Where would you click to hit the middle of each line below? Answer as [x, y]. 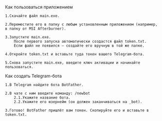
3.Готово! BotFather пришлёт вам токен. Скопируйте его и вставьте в [77, 110]
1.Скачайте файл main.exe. [32, 16]
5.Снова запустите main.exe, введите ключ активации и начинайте [72, 63]
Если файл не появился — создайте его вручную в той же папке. [79, 46]
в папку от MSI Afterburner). [36, 29]
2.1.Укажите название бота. [42, 98]
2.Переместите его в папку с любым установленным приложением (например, [81, 24]
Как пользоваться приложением [39, 7]
